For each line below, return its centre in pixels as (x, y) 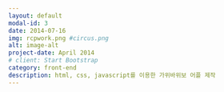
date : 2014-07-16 (37, 30)
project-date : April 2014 (51, 53)
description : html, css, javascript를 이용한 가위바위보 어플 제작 (112, 75)
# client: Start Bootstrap (53, 61)
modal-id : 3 (28, 23)
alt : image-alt (34, 46)
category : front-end (43, 68)
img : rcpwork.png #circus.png (59, 38)
